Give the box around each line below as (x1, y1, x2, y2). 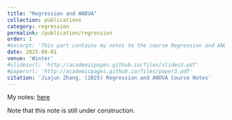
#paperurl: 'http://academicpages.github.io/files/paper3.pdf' (7, 68, 193, 74)
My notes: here (7, 93, 50, 101)
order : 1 (7, 36, 32, 43)
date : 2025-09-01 (7, 49, 57, 56)
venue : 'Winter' (7, 55, 54, 62)
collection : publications (7, 17, 81, 23)
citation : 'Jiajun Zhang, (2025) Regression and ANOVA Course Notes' (7, 74, 212, 81)
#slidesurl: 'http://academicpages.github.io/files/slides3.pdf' (7, 61, 199, 68)
